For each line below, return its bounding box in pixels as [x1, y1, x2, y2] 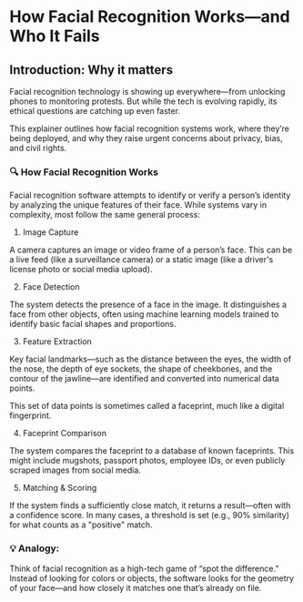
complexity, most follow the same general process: [9, 209, 200, 220]
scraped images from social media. [9, 464, 141, 475]
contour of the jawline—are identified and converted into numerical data [9, 373, 279, 384]
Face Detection [22, 281, 80, 292]
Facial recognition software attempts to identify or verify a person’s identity [9, 189, 291, 201]
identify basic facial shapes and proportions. [9, 319, 177, 330]
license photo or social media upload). [9, 264, 153, 275]
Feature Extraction [22, 336, 93, 347]
